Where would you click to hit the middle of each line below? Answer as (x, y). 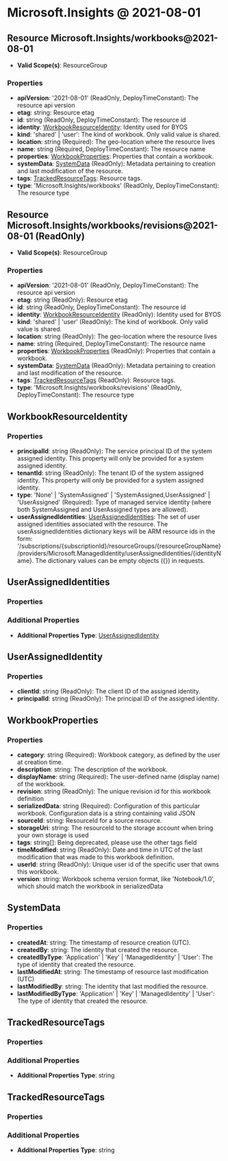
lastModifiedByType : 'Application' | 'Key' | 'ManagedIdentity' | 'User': (116, 993)
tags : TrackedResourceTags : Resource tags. (79, 178)
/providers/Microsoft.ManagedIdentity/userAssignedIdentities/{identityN (119, 553)
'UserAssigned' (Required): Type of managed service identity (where (114, 502)
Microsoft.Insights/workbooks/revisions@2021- (113, 225)
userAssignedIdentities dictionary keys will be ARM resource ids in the (116, 531)
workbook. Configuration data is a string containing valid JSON (106, 813)
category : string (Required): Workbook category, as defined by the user (118, 755)
